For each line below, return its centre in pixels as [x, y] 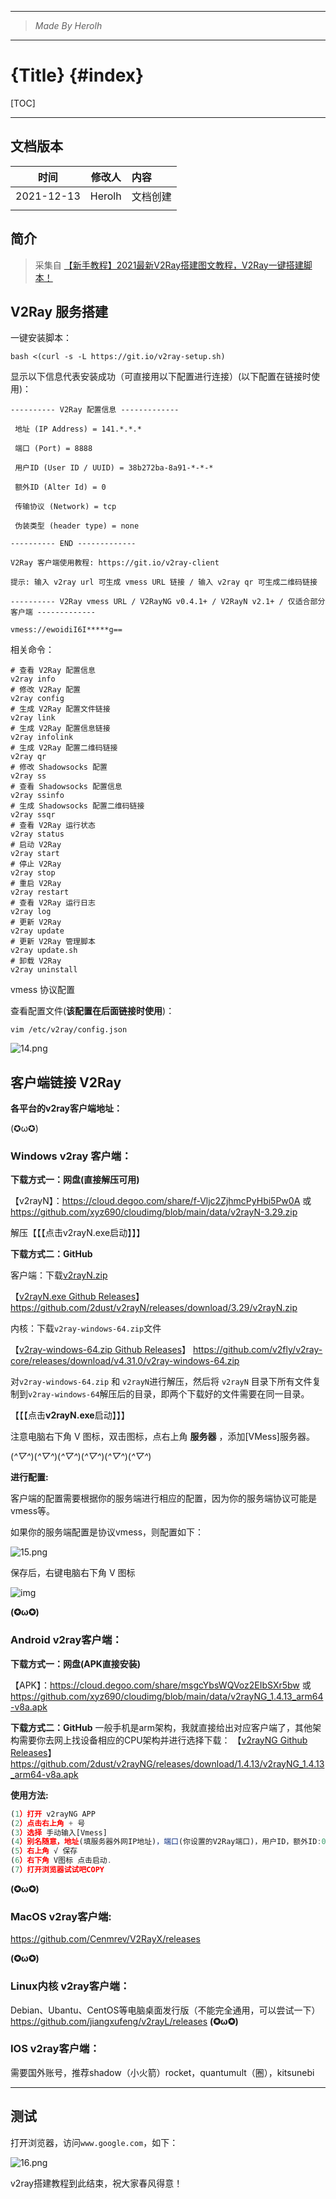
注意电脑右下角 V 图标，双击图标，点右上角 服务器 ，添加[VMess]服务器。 [162, 1437]
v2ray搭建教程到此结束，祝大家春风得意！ [96, 2183]
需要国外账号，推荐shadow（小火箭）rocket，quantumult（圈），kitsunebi [162, 2072]
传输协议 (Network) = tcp [65, 507]
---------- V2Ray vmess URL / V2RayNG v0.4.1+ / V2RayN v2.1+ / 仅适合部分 [168, 602]
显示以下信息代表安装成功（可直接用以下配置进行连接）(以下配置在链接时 [161, 377]
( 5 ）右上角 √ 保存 [44, 1851]
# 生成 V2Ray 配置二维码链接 [64, 748]
